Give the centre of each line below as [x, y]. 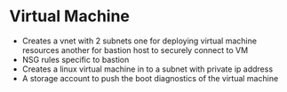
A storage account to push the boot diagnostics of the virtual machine [150, 78]
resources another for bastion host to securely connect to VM [135, 50]
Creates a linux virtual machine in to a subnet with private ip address [147, 69]
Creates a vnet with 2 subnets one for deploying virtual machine [140, 41]
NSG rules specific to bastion [76, 59]
